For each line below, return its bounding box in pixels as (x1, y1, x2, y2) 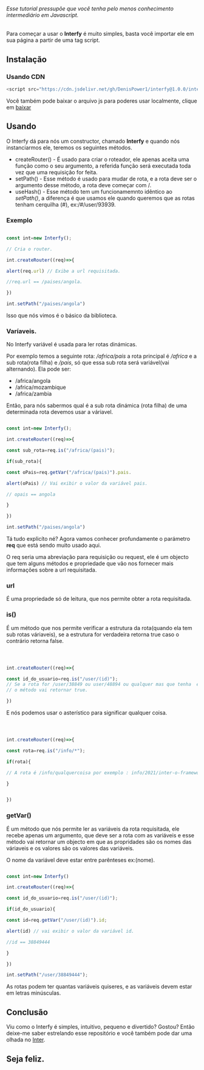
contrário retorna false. (6, 637, 64, 644)
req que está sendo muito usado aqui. (6, 541, 101, 549)
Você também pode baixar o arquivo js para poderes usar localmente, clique (6, 97, 197, 105)
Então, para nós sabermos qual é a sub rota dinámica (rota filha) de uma (6, 402, 187, 410)
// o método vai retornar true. (6, 687, 88, 693)
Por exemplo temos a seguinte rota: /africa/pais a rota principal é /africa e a (6, 352, 197, 360)
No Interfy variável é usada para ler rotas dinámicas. (6, 341, 138, 348)
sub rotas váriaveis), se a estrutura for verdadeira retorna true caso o (6, 631, 179, 638)
